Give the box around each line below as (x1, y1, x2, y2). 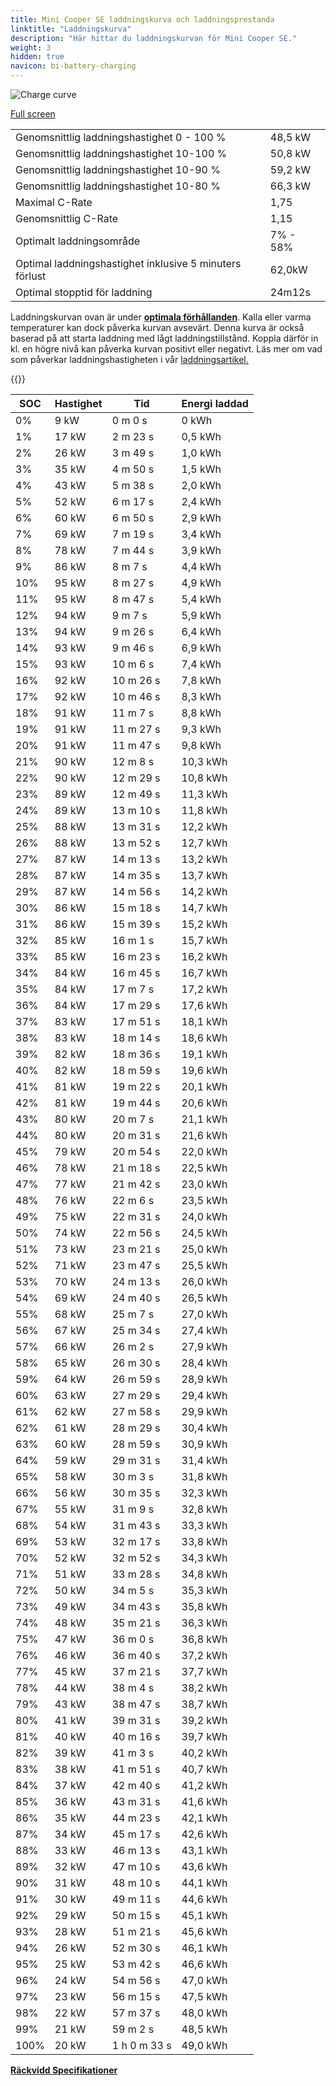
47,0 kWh (181, 1974, 228, 1987)
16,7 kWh (181, 966, 228, 980)
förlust (15, 269, 47, 283)
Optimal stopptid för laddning (15, 286, 153, 299)
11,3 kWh (181, 787, 228, 801)
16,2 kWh (181, 950, 228, 963)
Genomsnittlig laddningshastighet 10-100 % (15, 147, 228, 160)
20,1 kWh (181, 1080, 228, 1093)
